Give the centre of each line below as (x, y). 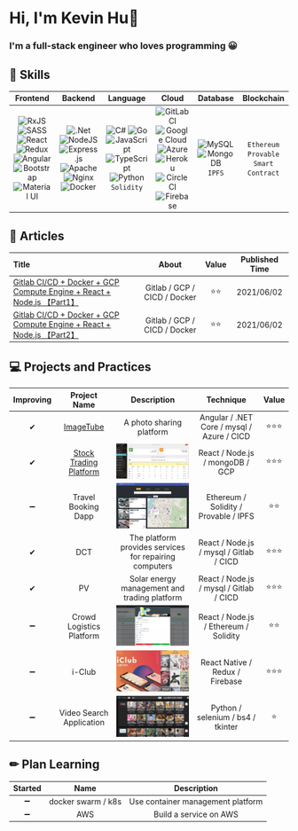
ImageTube (84, 427)
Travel (84, 498)
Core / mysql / (227, 427)
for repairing (153, 557)
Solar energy (153, 578)
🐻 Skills (30, 74)
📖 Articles (37, 235)
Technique (226, 400)
